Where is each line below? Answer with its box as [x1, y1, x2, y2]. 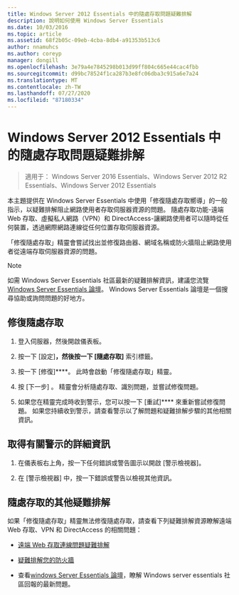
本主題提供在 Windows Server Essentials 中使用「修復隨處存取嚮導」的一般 [7, 196, 228, 205]
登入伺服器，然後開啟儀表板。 [17, 336, 105, 346]
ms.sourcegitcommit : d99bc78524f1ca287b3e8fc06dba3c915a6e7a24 [7, 70, 199, 77]
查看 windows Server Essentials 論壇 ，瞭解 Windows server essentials [17, 571, 223, 579]
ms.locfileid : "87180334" [7, 97, 84, 104]
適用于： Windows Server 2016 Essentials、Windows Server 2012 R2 [24, 172, 228, 180]
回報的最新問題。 [23, 580, 75, 589]
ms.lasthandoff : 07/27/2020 [7, 90, 91, 97]
